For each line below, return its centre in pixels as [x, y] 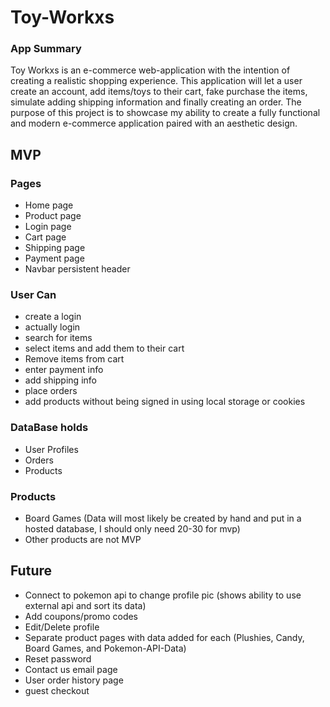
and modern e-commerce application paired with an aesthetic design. [154, 123]
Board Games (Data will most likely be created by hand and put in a [163, 518]
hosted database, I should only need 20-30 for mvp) [132, 529]
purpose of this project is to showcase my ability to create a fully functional [165, 113]
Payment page [54, 258]
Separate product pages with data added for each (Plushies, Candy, [164, 637]
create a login [53, 317]
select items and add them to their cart [104, 348]
